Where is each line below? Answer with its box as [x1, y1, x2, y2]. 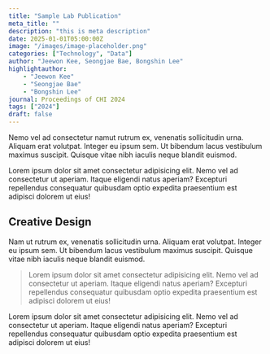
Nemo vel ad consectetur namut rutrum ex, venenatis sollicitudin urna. [8, 133, 244, 142]
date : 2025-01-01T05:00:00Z [8, 34, 104, 43]
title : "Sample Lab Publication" [8, 11, 122, 20]
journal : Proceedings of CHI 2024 [8, 95, 126, 103]
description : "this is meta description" [8, 27, 151, 35]
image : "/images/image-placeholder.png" [8, 42, 148, 50]
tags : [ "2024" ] [8, 103, 60, 111]
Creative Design [8, 215, 92, 229]
